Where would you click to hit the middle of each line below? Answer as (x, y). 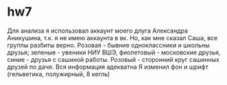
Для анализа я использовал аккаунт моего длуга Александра (98, 31)
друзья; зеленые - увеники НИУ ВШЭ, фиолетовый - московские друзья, (114, 52)
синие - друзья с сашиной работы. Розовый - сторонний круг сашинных (113, 59)
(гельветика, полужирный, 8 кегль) (59, 74)
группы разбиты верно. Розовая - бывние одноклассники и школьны (109, 45)
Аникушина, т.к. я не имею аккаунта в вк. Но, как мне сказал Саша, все (112, 37)
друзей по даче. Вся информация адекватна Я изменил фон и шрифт (108, 67)
